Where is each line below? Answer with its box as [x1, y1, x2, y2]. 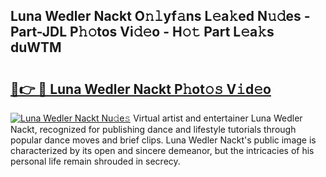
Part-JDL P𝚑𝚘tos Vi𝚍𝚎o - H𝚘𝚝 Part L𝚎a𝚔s [10, 24, 275, 41]
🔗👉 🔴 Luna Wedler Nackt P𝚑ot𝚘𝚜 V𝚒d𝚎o [10, 80, 272, 98]
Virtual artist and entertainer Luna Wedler [133, 112, 303, 124]
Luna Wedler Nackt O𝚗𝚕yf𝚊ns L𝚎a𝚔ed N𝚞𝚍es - [10, 8, 311, 25]
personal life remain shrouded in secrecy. [10, 155, 181, 167]
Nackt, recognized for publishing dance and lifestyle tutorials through [10, 124, 297, 135]
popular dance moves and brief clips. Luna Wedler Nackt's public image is [10, 134, 317, 146]
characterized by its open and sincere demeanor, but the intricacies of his [10, 145, 315, 156]
